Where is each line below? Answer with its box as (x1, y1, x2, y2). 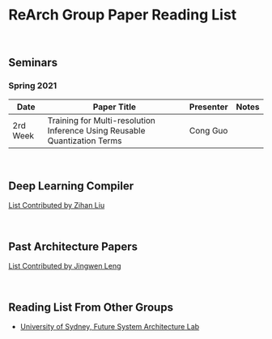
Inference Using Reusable (47, 125, 146, 136)
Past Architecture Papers (8, 239, 138, 253)
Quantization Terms (47, 135, 123, 146)
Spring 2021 (8, 80, 57, 91)
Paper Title (92, 101, 136, 112)
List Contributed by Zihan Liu (8, 201, 105, 210)
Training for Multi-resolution (47, 115, 156, 126)
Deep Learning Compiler (8, 180, 134, 193)
